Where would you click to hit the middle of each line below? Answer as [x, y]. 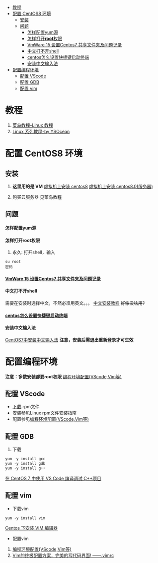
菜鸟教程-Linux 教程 [33, 125]
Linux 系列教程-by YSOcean [41, 131]
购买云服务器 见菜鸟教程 [37, 197]
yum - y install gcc [25, 459]
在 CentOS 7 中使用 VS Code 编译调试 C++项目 [53, 478]
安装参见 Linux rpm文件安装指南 [44, 413]
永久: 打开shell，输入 [34, 252]
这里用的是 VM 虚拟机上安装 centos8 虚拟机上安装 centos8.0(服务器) [82, 186]
